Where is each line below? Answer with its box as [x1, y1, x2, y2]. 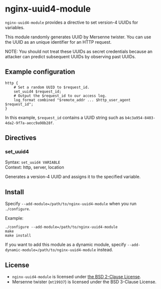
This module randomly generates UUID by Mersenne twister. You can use [5, 34, 151, 40]
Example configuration [5, 68, 75, 76]
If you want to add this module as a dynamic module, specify [5, 241, 127, 248]
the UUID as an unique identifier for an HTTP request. [5, 39, 112, 45]
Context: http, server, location [5, 164, 64, 170]
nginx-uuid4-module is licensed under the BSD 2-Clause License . [12, 274, 141, 280]
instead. [97, 247, 113, 253]
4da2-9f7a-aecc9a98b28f [5, 120, 53, 126]
